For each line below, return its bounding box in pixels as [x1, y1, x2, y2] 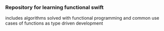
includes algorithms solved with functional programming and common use [5, 15, 160, 21]
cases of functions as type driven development [5, 20, 103, 26]
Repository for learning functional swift [5, 4, 104, 11]
